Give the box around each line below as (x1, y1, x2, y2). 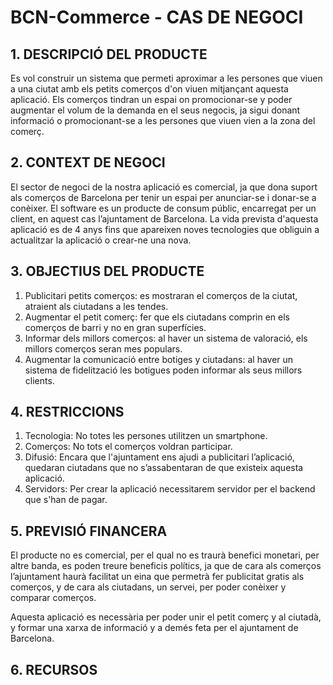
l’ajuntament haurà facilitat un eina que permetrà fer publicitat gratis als (10, 571, 305, 583)
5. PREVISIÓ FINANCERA (10, 522, 168, 540)
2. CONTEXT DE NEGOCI (10, 154, 166, 171)
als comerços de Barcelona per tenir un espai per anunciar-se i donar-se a (10, 191, 317, 203)
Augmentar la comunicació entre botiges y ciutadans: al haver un (24, 353, 294, 365)
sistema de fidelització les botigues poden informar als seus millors (24, 364, 303, 376)
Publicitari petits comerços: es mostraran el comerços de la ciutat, (24, 289, 298, 301)
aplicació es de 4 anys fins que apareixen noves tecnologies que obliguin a (10, 223, 320, 235)
